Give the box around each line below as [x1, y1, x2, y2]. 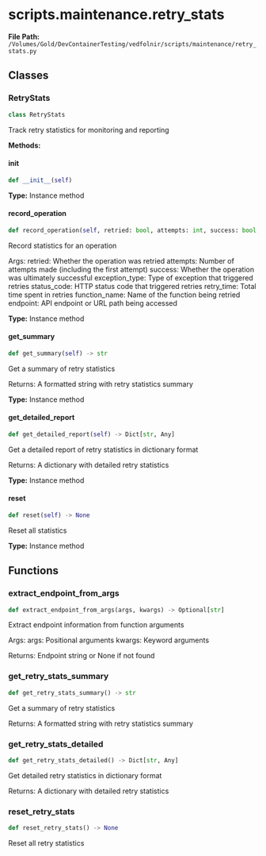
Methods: [8, 141, 41, 150]
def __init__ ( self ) [8, 176, 73, 184]
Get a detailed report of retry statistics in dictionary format [8, 445, 199, 454]
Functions [8, 564, 59, 577]
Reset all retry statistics [8, 838, 85, 847]
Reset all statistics [8, 526, 67, 535]
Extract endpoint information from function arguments [8, 620, 184, 630]
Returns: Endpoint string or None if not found [8, 651, 155, 661]
